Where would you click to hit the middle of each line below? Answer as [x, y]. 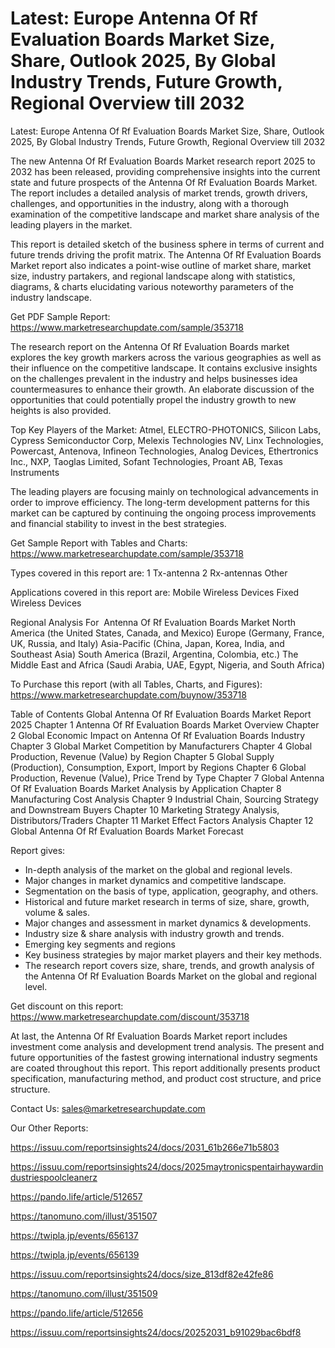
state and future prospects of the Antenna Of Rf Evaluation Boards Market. [164, 182]
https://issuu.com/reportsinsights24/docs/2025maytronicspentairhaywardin [167, 1166]
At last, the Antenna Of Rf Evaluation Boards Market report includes [149, 1036]
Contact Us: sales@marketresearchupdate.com [108, 1108]
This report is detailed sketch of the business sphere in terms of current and [167, 244]
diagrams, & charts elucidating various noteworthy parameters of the [152, 286]
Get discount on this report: [67, 1006]
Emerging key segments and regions [100, 944]
